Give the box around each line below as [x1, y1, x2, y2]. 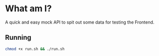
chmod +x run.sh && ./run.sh [5, 46, 65, 52]
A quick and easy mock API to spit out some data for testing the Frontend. [5, 19, 155, 25]
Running [5, 33, 32, 42]
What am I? [5, 3, 52, 14]
